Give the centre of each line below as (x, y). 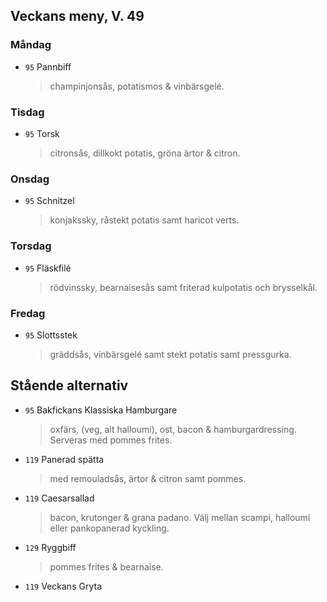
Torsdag (31, 246)
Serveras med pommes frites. (111, 440)
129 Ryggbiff (50, 547)
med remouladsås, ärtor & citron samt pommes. (148, 478)
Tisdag (27, 112)
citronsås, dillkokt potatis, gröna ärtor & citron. (145, 153)
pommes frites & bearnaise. (106, 566)
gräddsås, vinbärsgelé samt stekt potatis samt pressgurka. (170, 354)
